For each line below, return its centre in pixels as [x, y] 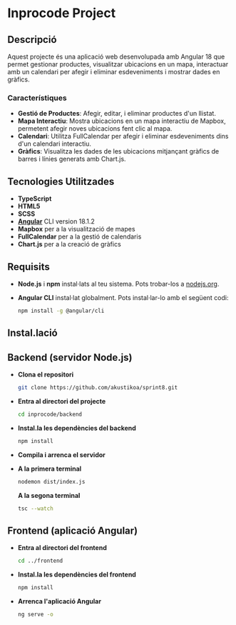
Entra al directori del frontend [62, 548]
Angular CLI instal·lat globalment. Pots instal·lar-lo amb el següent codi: [123, 297]
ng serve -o [35, 614]
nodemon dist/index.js [51, 481]
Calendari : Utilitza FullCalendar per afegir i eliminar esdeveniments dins [123, 136]
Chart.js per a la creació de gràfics [69, 244]
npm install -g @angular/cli [61, 311]
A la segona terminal [49, 495]
